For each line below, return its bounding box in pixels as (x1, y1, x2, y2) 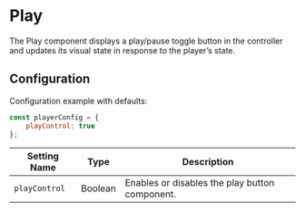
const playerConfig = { (9, 112, 100, 122)
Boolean (81, 182, 116, 195)
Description (182, 156, 234, 169)
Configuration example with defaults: (9, 95, 148, 106)
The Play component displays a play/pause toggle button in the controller (9, 35, 283, 46)
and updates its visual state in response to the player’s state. (9, 44, 236, 55)
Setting (26, 150, 59, 163)
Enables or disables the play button (124, 177, 275, 189)
